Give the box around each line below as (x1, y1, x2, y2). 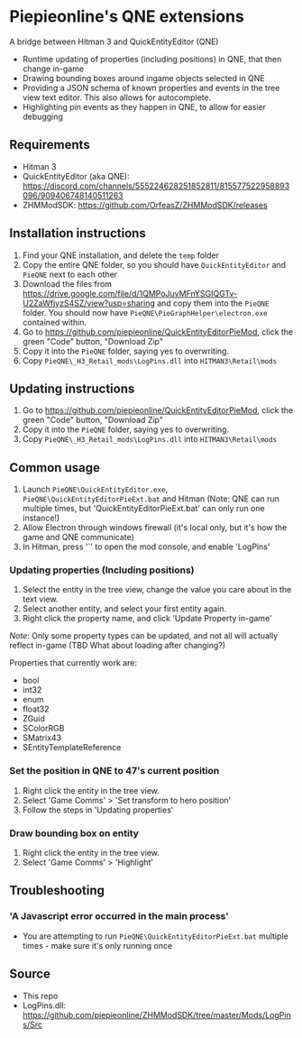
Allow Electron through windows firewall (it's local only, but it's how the (22, 522, 288, 533)
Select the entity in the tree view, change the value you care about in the (22, 584, 292, 595)
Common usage (9, 460, 101, 475)
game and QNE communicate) (22, 532, 135, 543)
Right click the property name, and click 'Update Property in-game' (22, 613, 272, 624)
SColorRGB (22, 723, 65, 734)
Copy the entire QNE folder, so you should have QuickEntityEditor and (22, 259, 287, 270)
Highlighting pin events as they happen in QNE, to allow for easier (22, 101, 267, 112)
